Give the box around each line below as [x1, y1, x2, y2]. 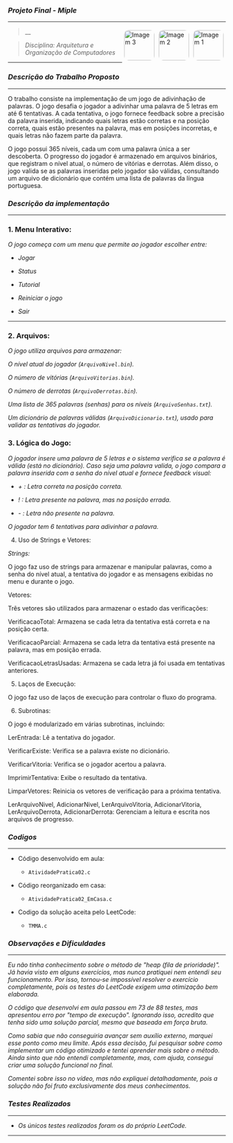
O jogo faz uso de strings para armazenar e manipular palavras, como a [8, 562, 212, 570]
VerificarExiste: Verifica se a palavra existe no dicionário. [8, 746, 170, 755]
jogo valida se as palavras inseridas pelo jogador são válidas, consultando [8, 167, 220, 175]
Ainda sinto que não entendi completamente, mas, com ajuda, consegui [8, 1054, 214, 1062]
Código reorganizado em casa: [17, 881, 106, 890]
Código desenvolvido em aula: [17, 855, 105, 863]
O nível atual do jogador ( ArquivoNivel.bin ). [8, 360, 134, 369]
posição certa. [8, 624, 49, 633]
